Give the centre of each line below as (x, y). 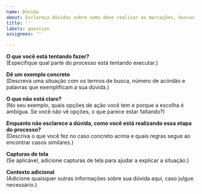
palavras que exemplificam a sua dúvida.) (58, 87)
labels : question (28, 29)
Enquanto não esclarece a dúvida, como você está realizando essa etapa (99, 123)
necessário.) (22, 185)
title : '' (19, 23)
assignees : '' (24, 34)
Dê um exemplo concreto (38, 74)
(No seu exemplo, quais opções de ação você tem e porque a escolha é (95, 105)
